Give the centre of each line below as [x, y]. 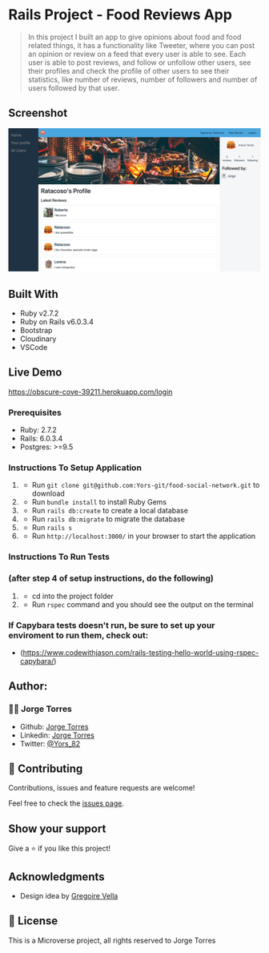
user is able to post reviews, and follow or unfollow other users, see [139, 62]
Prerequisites [35, 412]
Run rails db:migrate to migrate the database [108, 519]
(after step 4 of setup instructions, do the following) [111, 578]
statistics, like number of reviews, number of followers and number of [143, 79]
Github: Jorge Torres [54, 726]
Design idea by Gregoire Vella [69, 896]
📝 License [33, 921]
